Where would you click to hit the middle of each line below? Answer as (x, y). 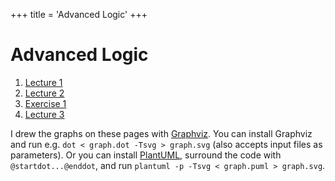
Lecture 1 (43, 82)
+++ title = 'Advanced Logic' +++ (79, 14)
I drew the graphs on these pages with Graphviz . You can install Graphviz (161, 133)
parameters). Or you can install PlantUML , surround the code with (146, 155)
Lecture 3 (44, 114)
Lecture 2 (44, 93)
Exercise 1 (45, 103)
